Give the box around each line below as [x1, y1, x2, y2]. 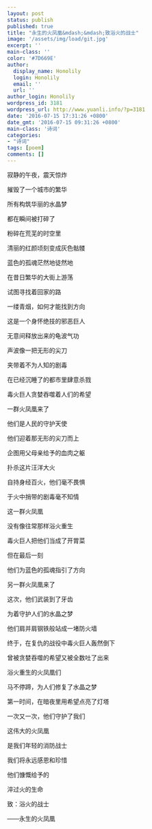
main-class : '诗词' [7, 125, 61, 132]
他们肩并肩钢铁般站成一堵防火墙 [7, 624, 97, 632]
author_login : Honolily [7, 94, 75, 101]
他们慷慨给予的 [7, 770, 49, 779]
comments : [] [7, 151, 45, 158]
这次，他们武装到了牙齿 [7, 595, 73, 603]
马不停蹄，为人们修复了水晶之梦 [7, 682, 97, 691]
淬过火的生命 [7, 785, 43, 793]
